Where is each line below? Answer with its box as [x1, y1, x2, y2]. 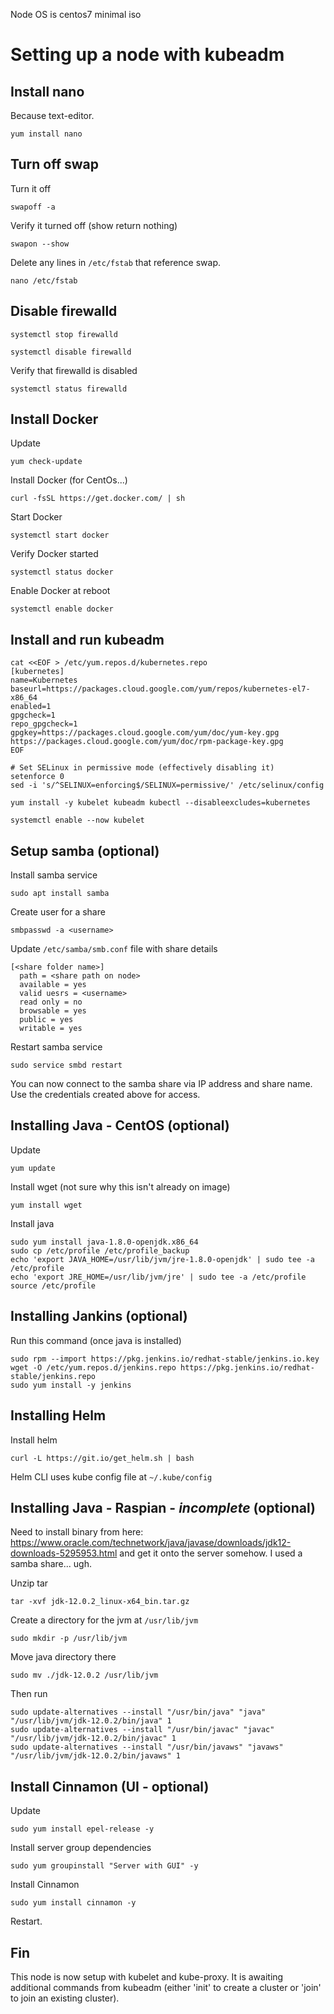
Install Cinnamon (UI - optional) [10, 1778, 210, 1795]
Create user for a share [10, 906, 106, 918]
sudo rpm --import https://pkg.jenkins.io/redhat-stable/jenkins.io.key [10, 1354, 320, 1364]
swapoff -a [10, 202, 56, 212]
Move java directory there [10, 1651, 117, 1663]
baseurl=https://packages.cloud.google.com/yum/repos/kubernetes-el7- [10, 684, 311, 694]
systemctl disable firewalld [10, 347, 132, 357]
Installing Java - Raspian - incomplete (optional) [10, 1499, 316, 1516]
